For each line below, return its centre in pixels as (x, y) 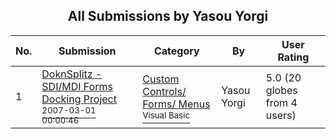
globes (281, 90)
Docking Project (79, 99)
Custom (161, 79)
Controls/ (164, 91)
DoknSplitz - (72, 74)
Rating (293, 57)
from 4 (281, 102)
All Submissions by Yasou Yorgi (168, 16)
